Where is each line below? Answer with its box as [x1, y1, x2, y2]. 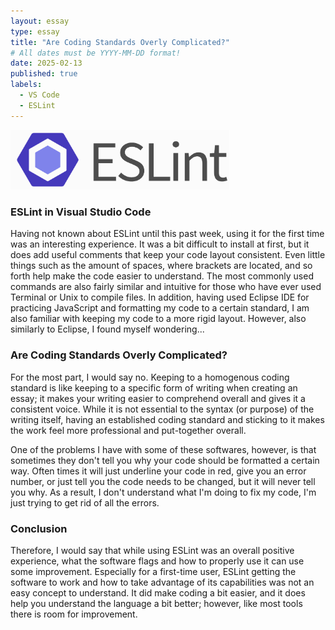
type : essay [10, 26, 60, 37]
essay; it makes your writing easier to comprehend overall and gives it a [10, 392, 306, 404]
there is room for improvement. [10, 608, 138, 620]
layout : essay [10, 16, 70, 26]
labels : [10, 80, 43, 90]
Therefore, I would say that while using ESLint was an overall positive [10, 544, 295, 556]
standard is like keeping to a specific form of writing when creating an [10, 381, 298, 394]
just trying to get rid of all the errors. [10, 496, 160, 509]
